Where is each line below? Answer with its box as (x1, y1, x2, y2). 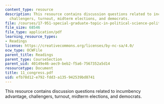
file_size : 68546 (5, 25, 41, 30)
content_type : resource (5, 7, 54, 12)
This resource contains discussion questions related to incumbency (5, 88, 141, 94)
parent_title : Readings (5, 52, 54, 57)
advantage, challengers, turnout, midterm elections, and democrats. (5, 93, 142, 99)
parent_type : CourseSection (5, 57, 62, 62)
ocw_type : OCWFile (5, 48, 42, 52)
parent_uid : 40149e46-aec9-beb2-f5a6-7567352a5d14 (5, 61, 110, 66)
